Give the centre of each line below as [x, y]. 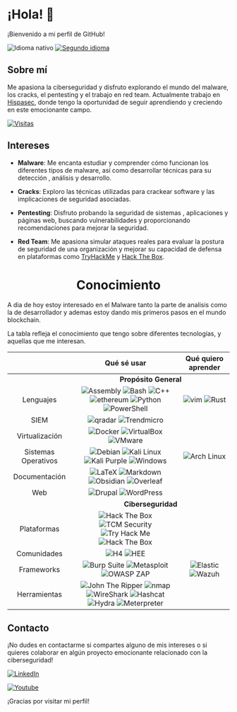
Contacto [28, 628]
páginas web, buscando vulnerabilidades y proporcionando [104, 220]
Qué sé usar [126, 362]
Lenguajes [39, 399]
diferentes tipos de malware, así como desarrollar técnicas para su [114, 170]
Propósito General [151, 379]
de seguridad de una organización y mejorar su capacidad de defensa [120, 249]
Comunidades [39, 553]
